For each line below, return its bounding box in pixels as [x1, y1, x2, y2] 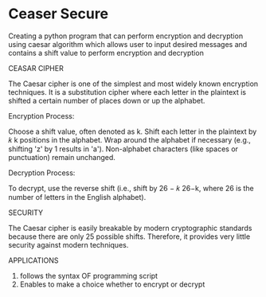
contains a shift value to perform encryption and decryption [8, 48, 205, 57]
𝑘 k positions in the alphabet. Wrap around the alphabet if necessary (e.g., [8, 135, 251, 144]
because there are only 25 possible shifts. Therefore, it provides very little [8, 232, 251, 241]
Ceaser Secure [8, 5, 109, 23]
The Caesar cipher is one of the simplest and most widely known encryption [8, 79, 259, 88]
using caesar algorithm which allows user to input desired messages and [8, 39, 248, 49]
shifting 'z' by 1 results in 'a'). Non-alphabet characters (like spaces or [8, 144, 239, 154]
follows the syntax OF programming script [19, 271, 158, 280]
